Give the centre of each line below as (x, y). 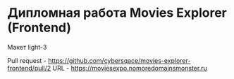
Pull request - (27, 60)
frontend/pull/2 (29, 68)
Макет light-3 (27, 47)
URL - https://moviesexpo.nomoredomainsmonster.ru (130, 68)
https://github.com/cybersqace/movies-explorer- (119, 60)
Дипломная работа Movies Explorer (117, 13)
